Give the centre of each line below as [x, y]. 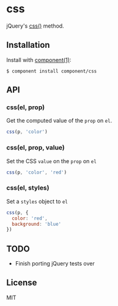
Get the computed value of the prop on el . [59, 121]
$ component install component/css [52, 71]
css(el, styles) [28, 188]
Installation [28, 45]
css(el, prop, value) [36, 148]
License [22, 283]
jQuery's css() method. [35, 26]
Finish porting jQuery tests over [55, 264]
